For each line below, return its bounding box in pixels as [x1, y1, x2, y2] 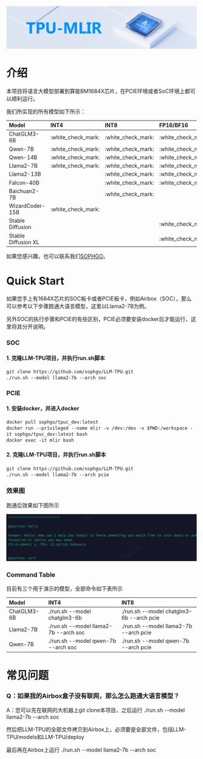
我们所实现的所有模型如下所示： [6, 108, 86, 115]
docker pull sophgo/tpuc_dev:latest [6, 419, 98, 425]
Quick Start [6, 274, 65, 288]
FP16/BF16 [159, 122, 188, 129]
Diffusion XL [8, 238, 40, 245]
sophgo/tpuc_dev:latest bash [14, 431, 88, 437]
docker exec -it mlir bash [6, 437, 74, 443]
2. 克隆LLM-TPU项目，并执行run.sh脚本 [6, 451, 106, 458]
